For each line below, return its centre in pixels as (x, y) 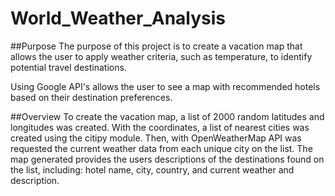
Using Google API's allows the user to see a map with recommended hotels (165, 86)
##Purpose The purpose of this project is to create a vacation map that (156, 46)
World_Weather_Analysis (118, 18)
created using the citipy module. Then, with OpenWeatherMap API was (156, 138)
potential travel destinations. (68, 67)
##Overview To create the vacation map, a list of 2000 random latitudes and (167, 116)
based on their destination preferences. (91, 97)
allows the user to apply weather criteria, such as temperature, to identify (161, 56)
